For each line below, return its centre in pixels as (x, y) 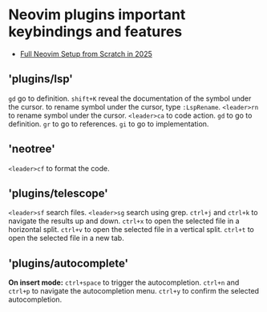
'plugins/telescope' (58, 193)
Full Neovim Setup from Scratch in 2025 (86, 54)
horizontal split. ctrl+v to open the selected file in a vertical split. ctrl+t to (131, 230)
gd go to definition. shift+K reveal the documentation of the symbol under (130, 98)
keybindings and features (95, 32)
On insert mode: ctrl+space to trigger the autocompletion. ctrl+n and (124, 282)
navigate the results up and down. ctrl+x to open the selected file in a (124, 221)
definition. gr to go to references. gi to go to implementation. (109, 124)
